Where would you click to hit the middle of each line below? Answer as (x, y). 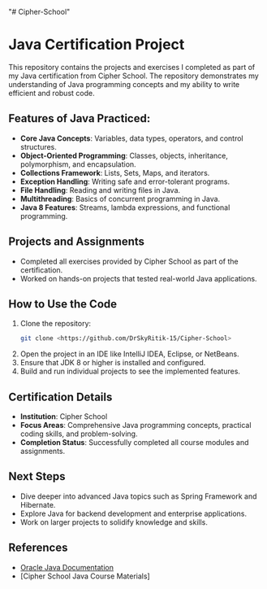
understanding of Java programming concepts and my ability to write (124, 84)
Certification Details (60, 397)
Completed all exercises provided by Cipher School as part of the (129, 261)
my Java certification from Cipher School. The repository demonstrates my (134, 76)
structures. (38, 146)
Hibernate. (38, 504)
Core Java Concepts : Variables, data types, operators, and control (131, 138)
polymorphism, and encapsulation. (78, 164)
